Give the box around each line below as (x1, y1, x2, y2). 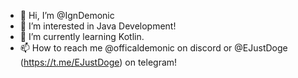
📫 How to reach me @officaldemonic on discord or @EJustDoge (19, 42, 288, 54)
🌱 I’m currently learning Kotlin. (19, 31, 145, 42)
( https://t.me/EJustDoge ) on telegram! (19, 56, 178, 68)
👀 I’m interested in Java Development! (19, 20, 177, 32)
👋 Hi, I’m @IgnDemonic (19, 10, 115, 21)
